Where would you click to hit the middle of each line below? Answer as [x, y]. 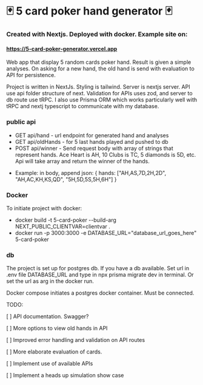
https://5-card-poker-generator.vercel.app [62, 49]
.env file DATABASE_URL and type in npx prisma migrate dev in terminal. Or [100, 275]
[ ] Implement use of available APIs [50, 364]
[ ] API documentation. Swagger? [48, 316]
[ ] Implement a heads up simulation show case [65, 375]
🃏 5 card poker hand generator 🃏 [89, 11]
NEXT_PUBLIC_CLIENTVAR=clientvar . [63, 226]
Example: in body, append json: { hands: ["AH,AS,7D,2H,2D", [91, 172]
